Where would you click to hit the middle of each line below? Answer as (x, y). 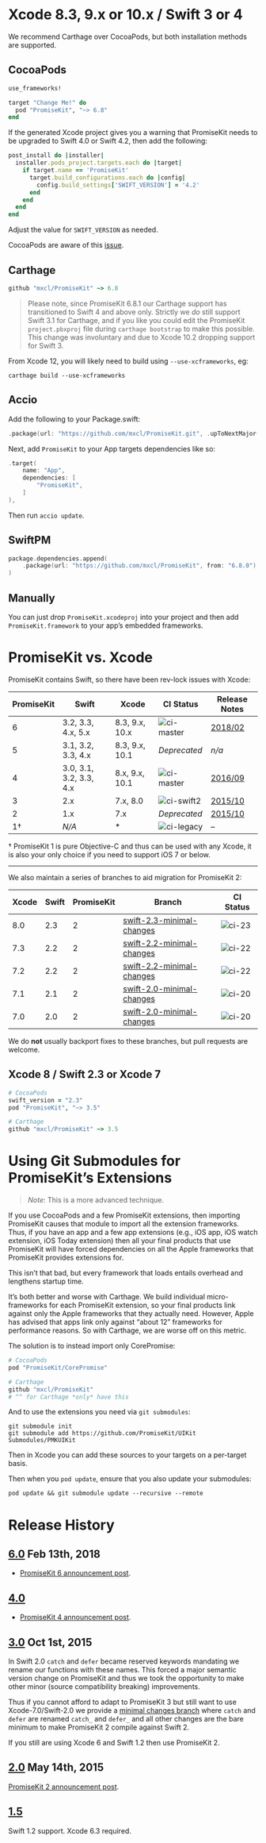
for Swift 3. (46, 345)
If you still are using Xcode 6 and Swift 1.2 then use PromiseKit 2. (114, 1743)
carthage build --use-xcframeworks (67, 375)
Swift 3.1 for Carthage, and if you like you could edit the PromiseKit (136, 320)
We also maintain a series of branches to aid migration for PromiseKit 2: (125, 877)
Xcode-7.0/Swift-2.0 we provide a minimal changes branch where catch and (132, 1710)
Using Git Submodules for (94, 1161)
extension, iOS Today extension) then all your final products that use (120, 1241)
